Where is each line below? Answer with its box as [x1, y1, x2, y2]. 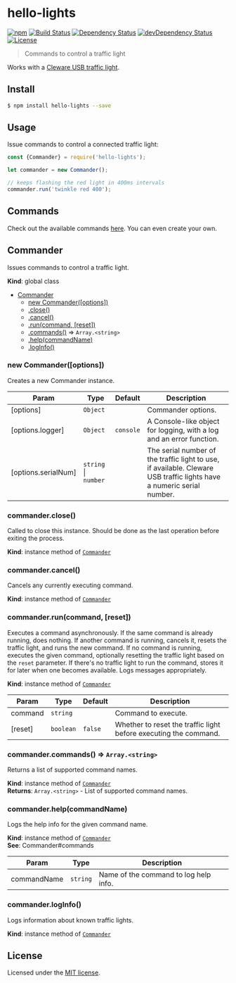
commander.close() [7, 511, 76, 520]
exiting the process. [7, 534, 65, 543]
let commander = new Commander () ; [7, 167, 109, 174]
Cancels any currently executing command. [7, 581, 133, 589]
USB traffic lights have [147, 472, 221, 482]
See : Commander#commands [7, 841, 94, 850]
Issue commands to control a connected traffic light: [7, 140, 159, 149]
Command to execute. [114, 708, 188, 718]
